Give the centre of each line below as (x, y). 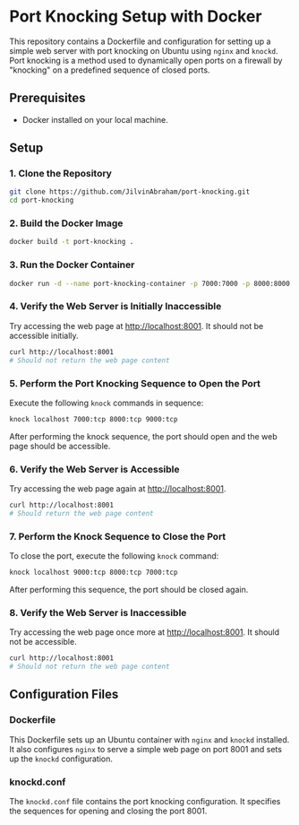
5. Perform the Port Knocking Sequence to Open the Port (135, 383)
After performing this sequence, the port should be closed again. (129, 589)
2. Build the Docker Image (66, 223)
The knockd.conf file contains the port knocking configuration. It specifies (145, 801)
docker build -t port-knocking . (72, 242)
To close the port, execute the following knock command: (114, 556)
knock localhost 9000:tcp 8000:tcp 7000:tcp (94, 573)
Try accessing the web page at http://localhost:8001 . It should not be (137, 326)
